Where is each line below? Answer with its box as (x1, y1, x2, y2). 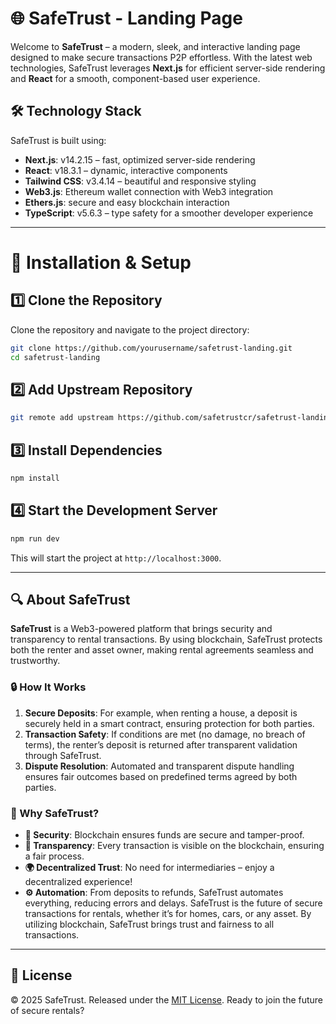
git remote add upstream (10, 413, 114, 423)
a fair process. (24, 850, 85, 862)
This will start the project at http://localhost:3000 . (10, 552, 222, 564)
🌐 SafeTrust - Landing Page (10, 7, 243, 30)
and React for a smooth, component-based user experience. (10, 72, 261, 84)
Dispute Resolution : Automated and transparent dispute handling (24, 760, 295, 772)
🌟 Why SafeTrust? (10, 806, 100, 820)
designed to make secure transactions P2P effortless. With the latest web (10, 51, 313, 63)
